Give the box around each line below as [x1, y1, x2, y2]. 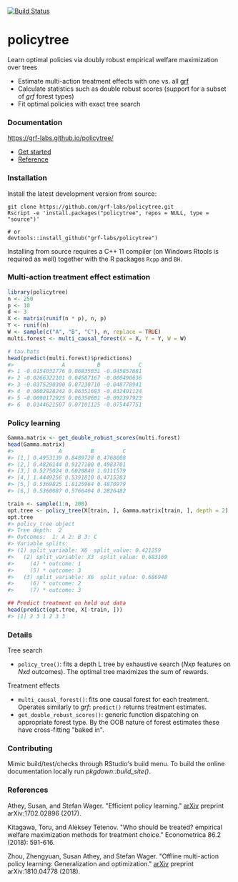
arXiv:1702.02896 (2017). [7, 808, 81, 818]
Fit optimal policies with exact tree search [17, 99, 141, 108]
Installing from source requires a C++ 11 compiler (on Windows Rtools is [7, 247, 219, 255]
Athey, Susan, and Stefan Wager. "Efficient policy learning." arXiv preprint [7, 801, 224, 810]
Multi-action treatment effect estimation [7, 272, 151, 282]
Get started [17, 147, 51, 157]
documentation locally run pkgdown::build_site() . [7, 767, 152, 776]
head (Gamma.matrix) [7, 440, 66, 448]
